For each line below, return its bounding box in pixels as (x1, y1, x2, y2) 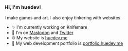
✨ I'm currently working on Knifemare (11, 24, 88, 30)
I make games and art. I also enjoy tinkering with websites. (4, 15, 122, 21)
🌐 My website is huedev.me (11, 35, 68, 41)
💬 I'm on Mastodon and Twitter (11, 30, 73, 35)
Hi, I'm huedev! (4, 4, 41, 11)
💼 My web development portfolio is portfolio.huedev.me (11, 40, 123, 46)
